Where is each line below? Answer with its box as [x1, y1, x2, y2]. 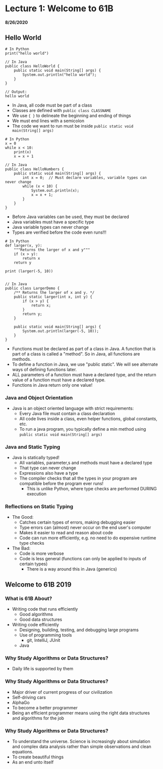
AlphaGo [12, 700, 30, 705]
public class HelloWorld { [5, 64, 60, 68]
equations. [12, 749, 34, 755]
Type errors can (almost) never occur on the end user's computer [19, 525, 151, 530]
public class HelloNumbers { [5, 167, 64, 172]
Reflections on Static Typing [5, 503, 73, 510]
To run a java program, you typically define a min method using [19, 426, 146, 432]
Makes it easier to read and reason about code [19, 530, 113, 536]
